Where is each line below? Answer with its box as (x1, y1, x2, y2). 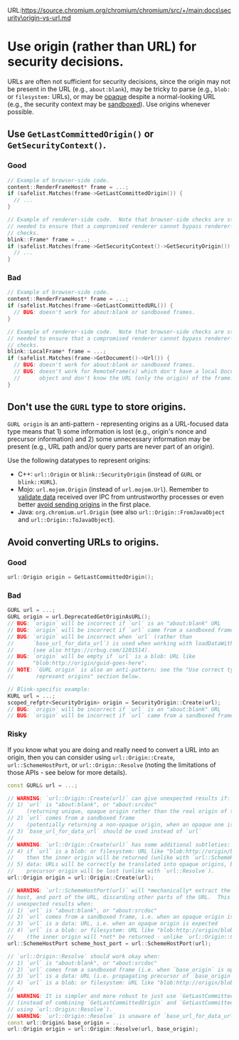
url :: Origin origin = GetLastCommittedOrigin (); (7, 573, 154, 581)
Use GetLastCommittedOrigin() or (7, 128, 154, 140)
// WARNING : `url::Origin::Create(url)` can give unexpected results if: (7, 794, 231, 802)
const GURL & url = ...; (7, 781, 78, 789)
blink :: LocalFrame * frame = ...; (7, 348, 107, 355)
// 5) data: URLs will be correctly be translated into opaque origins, (7, 861, 228, 868)
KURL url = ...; (7, 692, 55, 700)
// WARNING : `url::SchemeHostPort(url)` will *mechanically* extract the (7, 887, 231, 894)
